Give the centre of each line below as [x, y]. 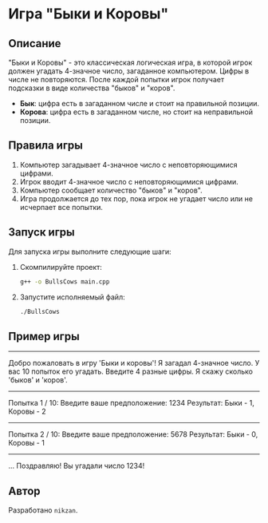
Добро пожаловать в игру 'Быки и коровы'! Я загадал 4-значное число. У [134, 363]
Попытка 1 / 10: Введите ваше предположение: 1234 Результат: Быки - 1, [132, 403]
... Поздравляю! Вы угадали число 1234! [77, 466]
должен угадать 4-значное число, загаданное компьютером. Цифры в [129, 71]
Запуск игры [42, 232]
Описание [35, 44]
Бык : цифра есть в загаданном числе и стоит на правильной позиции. [139, 103]
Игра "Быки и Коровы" [89, 14]
